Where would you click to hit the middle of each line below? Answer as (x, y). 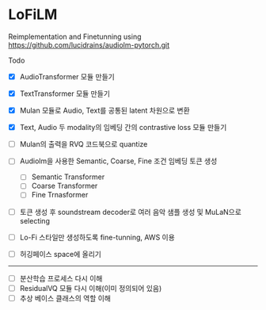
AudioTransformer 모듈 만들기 (67, 76)
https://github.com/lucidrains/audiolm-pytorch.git (89, 44)
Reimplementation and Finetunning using (75, 36)
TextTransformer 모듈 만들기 (65, 94)
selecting (34, 220)
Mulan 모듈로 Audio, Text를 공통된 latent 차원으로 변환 (104, 111)
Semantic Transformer (68, 177)
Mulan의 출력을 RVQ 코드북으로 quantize (84, 144)
